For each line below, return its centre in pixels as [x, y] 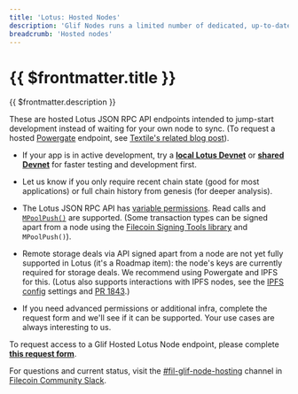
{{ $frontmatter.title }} [93, 77]
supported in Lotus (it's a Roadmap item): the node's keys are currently [152, 263]
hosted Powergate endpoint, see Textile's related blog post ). [119, 138]
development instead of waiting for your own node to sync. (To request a [142, 128]
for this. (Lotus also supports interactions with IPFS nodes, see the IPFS [153, 282]
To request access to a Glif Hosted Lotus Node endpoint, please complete [144, 344]
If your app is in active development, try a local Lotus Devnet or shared [153, 155]
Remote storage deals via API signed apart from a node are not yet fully [153, 254]
